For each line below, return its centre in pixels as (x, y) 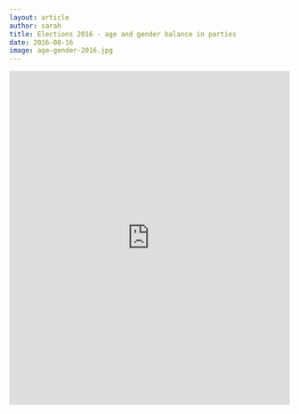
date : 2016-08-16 (41, 42)
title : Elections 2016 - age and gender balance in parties (123, 34)
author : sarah (36, 26)
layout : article (39, 17)
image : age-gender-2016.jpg (61, 51)
